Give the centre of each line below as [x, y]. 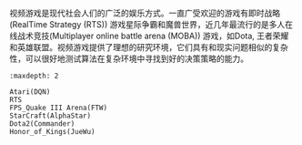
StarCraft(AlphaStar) [50, 116]
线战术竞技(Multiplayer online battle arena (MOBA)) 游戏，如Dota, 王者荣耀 [149, 36]
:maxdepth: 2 [34, 76]
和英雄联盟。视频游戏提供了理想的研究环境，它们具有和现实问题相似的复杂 [149, 47]
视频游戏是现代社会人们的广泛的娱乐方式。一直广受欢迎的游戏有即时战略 [145, 13]
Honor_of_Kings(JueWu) [52, 132]
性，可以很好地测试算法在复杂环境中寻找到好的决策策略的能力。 [129, 59]
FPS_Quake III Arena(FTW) [58, 108]
